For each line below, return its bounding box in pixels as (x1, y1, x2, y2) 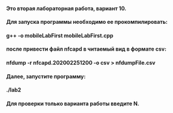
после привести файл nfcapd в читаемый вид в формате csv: (6, 45, 167, 53)
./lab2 (6, 86, 21, 93)
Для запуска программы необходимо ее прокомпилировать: (6, 18, 168, 26)
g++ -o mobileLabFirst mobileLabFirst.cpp (6, 32, 113, 39)
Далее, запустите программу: (6, 73, 86, 80)
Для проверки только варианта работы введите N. (6, 100, 140, 107)
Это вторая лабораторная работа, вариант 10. (6, 5, 126, 12)
